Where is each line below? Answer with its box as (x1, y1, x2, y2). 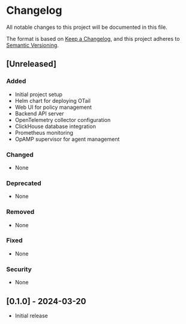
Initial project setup (14, 91, 63, 98)
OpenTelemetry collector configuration (14, 116, 111, 123)
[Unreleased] (6, 59, 57, 69)
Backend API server (14, 109, 64, 117)
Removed (6, 208, 35, 216)
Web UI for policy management (14, 103, 92, 111)
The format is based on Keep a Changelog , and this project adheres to (6, 35, 180, 42)
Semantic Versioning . (6, 41, 59, 49)
